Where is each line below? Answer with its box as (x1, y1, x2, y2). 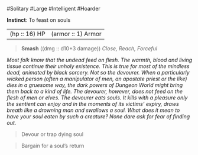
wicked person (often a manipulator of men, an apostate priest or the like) (7, 75, 187, 82)
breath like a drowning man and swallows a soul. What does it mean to (7, 106, 180, 114)
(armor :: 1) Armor (51, 30, 102, 38)
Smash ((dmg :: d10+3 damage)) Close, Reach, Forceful (21, 45, 158, 52)
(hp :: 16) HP (9, 30, 46, 38)
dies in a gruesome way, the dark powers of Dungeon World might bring (7, 82, 183, 88)
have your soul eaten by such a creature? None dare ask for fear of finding (7, 113, 190, 120)
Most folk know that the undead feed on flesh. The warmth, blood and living (7, 56, 193, 63)
